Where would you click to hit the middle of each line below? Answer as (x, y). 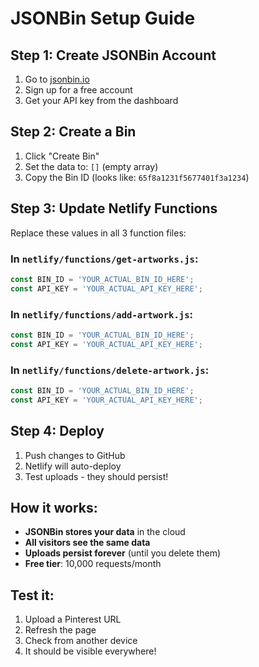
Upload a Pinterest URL (73, 619)
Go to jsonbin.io (57, 79)
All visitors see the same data (87, 543)
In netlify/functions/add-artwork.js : (102, 314)
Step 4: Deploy (57, 431)
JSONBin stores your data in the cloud (105, 532)
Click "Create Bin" (62, 156)
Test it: (32, 595)
